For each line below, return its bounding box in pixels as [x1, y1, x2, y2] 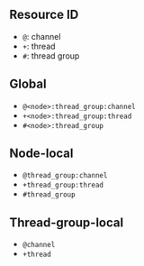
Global [9, 77, 47, 92]
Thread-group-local [9, 215, 124, 230]
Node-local [9, 146, 74, 161]
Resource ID [9, 7, 79, 23]
